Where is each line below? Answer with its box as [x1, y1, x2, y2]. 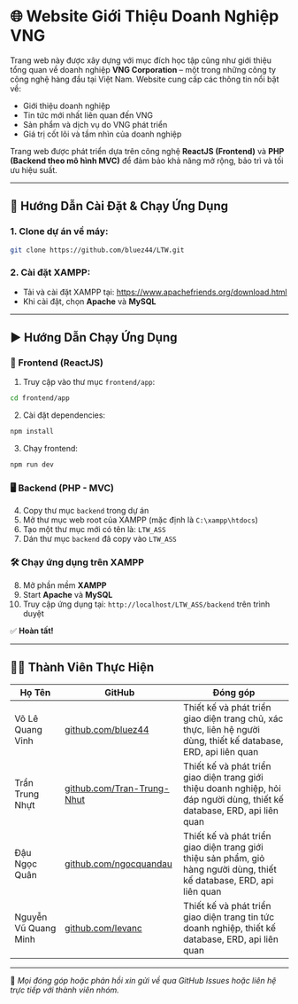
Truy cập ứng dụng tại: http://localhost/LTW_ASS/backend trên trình [22, 599, 271, 609]
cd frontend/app [10, 394, 70, 403]
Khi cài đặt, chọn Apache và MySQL [22, 295, 157, 307]
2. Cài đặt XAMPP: [10, 266, 91, 278]
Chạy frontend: [22, 443, 79, 454]
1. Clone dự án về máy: [10, 225, 109, 238]
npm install [10, 427, 54, 436]
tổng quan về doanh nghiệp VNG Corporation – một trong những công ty [10, 64, 277, 75]
